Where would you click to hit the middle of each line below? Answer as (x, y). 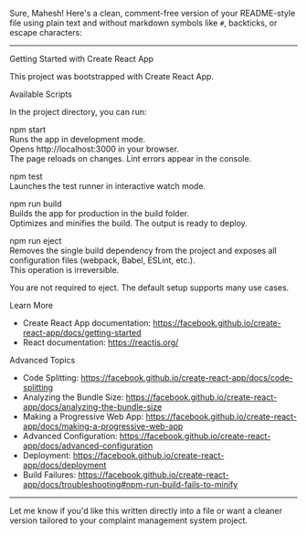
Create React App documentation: (87, 323)
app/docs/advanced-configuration (88, 446)
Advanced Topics (42, 360)
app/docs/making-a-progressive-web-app (103, 426)
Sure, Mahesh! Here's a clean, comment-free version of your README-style (153, 13)
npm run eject (36, 241)
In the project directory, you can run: (78, 112)
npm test (26, 176)
